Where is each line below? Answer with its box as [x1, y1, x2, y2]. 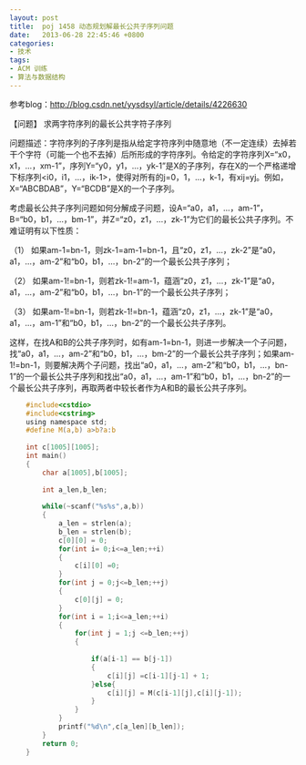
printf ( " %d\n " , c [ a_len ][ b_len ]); [57, 722, 185, 731]
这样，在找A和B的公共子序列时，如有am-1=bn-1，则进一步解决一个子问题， [9, 336, 292, 347]
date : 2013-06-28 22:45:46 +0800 [9, 30, 145, 39]
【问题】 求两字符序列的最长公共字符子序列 [9, 117, 171, 128]
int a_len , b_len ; [42, 484, 107, 495]
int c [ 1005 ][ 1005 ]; [25, 443, 100, 452]
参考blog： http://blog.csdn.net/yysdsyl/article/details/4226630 [9, 98, 248, 109]
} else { [90, 679, 117, 688]
